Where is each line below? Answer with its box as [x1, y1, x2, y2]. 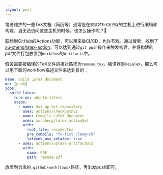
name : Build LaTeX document [5, 77, 63, 82]
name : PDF [27, 150, 48, 155]
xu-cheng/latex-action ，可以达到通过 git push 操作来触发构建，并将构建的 [5, 44, 154, 50]
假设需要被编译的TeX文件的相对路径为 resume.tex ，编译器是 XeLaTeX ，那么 [5, 61, 154, 67]
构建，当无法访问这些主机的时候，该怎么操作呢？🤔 [5, 28, 107, 34]
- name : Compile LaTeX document [18, 113, 84, 118]
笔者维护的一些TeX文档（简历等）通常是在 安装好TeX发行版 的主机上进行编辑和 [5, 21, 158, 27]
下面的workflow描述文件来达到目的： [13, 67, 88, 73]
